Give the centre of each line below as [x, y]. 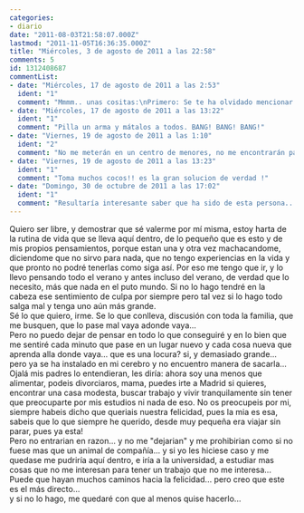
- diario [26, 26]
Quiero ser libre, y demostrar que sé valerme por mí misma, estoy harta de [148, 228]
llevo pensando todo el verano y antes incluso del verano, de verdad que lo [149, 276]
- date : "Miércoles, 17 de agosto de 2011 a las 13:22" [117, 111]
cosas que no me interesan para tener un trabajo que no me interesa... [140, 469]
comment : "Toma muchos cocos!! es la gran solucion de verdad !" [143, 178]
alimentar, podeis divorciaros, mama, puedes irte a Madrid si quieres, [138, 382]
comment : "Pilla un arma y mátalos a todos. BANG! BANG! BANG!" [141, 128]
